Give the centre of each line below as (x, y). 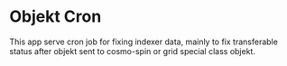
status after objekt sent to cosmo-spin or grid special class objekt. (132, 51)
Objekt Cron (56, 17)
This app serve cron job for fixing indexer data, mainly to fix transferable (143, 42)
